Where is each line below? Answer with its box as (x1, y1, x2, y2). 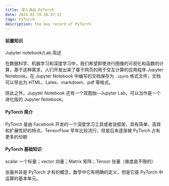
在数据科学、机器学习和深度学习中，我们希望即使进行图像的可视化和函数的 (5, 60, 159, 67)
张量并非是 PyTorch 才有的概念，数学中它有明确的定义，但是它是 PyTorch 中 (5, 169, 163, 175)
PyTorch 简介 (5, 109, 33, 115)
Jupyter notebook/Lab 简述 (5, 50, 62, 56)
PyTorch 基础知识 (5, 146, 42, 152)
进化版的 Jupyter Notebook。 (5, 96, 66, 102)
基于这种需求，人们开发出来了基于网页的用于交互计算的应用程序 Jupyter (14, 67, 163, 73)
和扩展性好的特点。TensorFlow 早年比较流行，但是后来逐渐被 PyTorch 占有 (5, 127, 160, 134)
